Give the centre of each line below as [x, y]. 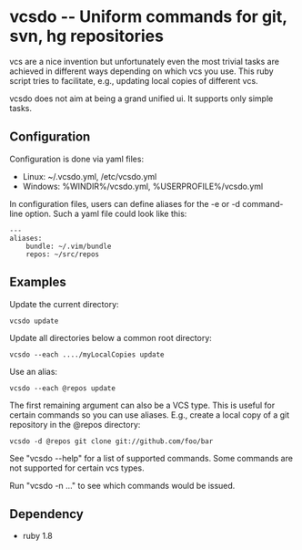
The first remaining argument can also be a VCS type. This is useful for [142, 405]
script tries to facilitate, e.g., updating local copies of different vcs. [134, 80]
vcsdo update [34, 321]
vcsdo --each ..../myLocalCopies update [87, 354]
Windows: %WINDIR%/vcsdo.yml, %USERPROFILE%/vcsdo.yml [143, 186]
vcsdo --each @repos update [63, 388]
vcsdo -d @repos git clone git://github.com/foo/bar [111, 441]
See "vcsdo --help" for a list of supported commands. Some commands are [151, 458]
